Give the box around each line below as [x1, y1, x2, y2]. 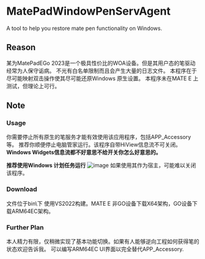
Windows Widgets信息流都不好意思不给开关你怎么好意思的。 [6, 149, 162, 156]
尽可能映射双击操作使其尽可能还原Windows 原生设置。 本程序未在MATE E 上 [6, 75, 199, 82]
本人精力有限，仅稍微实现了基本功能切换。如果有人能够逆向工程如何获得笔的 [6, 238, 199, 246]
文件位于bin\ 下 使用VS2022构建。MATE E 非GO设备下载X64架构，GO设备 [6, 200, 193, 207]
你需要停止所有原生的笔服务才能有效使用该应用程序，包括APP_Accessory [6, 133, 192, 141]
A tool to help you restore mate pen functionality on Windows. [6, 24, 162, 32]
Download [6, 185, 38, 193]
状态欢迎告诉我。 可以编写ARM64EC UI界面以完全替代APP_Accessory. [6, 246, 184, 253]
